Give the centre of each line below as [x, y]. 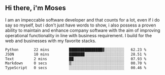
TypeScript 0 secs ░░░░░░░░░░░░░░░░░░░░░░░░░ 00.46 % [76, 68]
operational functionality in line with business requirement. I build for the [79, 35]
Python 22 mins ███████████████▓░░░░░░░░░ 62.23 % [76, 50]
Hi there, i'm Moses [35, 8]
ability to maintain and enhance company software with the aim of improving [83, 30]
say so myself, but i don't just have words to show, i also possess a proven [81, 25]
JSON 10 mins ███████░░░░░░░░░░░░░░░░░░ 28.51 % [76, 54]
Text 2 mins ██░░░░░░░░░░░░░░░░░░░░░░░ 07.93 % [76, 59]
